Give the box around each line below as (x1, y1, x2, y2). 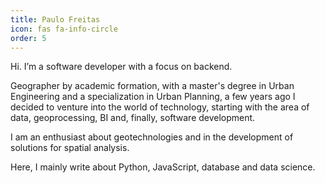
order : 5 (10, 33, 47, 43)
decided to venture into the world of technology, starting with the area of (10, 101, 310, 113)
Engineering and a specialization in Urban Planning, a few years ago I (10, 91, 296, 103)
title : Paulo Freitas (10, 14, 101, 25)
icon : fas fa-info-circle (10, 24, 118, 34)
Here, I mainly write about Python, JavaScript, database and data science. (10, 161, 316, 173)
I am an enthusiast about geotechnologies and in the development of (10, 131, 294, 143)
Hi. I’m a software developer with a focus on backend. (10, 61, 233, 73)
